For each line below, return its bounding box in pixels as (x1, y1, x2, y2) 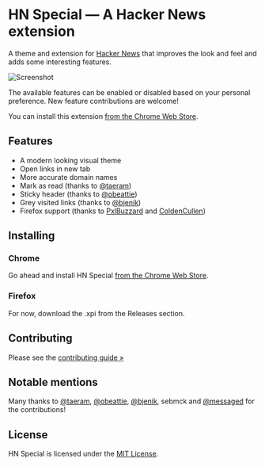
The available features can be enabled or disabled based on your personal (8, 87, 251, 97)
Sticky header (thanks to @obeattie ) (19, 189, 138, 199)
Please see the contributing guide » (8, 353, 124, 362)
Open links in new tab (19, 164, 91, 174)
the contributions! (8, 405, 66, 414)
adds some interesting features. (8, 57, 112, 67)
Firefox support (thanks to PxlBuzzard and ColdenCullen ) (19, 206, 206, 216)
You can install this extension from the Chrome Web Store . (8, 111, 199, 120)
